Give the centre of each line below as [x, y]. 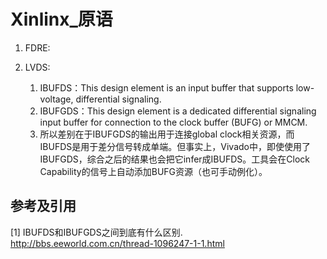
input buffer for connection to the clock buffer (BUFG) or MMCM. [173, 122]
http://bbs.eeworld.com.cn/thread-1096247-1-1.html [117, 243]
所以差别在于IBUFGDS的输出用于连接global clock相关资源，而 [167, 134]
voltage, [56, 99]
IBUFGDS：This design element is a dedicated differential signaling [178, 111]
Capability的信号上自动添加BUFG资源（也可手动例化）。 [153, 171]
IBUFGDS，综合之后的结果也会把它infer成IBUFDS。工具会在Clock [174, 159]
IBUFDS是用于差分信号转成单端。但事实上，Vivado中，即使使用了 [175, 146]
